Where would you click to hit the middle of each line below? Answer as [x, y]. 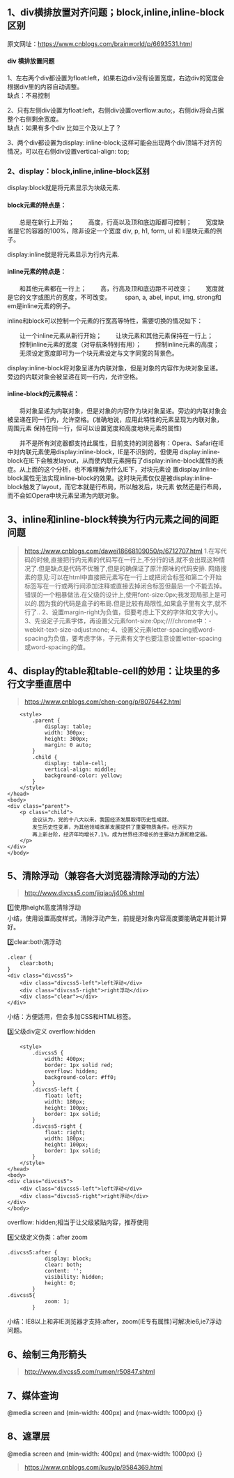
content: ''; [63, 1271]
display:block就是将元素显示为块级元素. [64, 188]
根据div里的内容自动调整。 [45, 87]
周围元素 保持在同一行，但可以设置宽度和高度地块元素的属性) [95, 428]
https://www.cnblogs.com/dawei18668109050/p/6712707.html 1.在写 [122, 551]
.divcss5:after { [32, 1253]
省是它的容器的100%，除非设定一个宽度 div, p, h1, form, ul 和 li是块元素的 [112, 231]
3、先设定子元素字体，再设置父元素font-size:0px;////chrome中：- [118, 621]
